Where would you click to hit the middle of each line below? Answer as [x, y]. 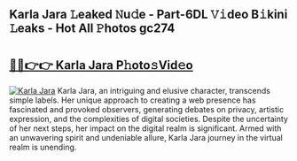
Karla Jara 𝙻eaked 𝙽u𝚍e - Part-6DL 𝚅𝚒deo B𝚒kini [148, 15]
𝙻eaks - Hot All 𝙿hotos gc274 [92, 29]
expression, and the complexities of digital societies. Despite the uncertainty [148, 119]
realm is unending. [43, 147]
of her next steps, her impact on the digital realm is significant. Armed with [145, 128]
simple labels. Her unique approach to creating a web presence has [133, 100]
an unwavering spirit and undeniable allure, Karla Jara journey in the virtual [146, 138]
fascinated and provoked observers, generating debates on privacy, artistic [147, 109]
